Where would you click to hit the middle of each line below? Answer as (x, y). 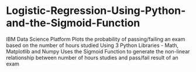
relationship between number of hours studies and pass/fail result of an (92, 57)
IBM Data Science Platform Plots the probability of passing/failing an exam (96, 39)
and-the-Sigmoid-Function (73, 23)
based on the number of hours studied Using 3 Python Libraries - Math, (92, 45)
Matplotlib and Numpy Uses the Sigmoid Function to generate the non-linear (98, 51)
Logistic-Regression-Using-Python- (96, 11)
